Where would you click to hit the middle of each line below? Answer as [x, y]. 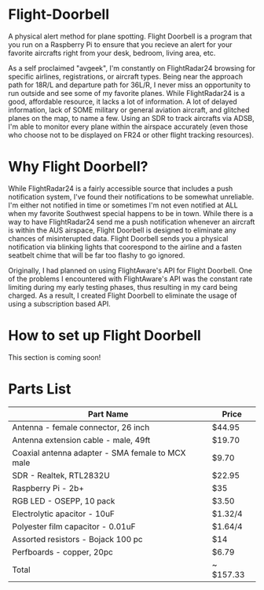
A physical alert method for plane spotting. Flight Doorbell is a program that [130, 36]
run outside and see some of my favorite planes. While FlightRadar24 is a [126, 93]
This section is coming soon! [55, 357]
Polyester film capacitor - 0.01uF [74, 526]
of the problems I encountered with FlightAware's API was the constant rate [130, 279]
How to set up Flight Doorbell [105, 336]
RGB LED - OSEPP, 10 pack [64, 500]
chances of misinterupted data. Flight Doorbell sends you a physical [118, 238]
